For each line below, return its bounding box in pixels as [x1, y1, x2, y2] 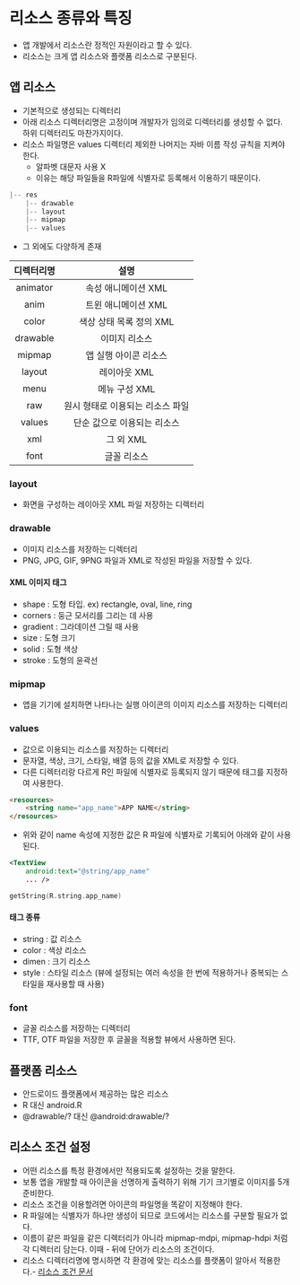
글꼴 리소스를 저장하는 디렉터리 [21, 1023, 131, 1034]
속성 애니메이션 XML [85, 282, 168, 294]
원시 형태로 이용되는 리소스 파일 [64, 400, 190, 413]
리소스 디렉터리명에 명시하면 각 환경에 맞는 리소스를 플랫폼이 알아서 [21, 1254, 257, 1265]
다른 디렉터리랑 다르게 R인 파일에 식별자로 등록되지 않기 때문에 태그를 [21, 766, 264, 777]
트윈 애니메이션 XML [85, 299, 168, 311]
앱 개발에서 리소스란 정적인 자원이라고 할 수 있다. [21, 39, 193, 50]
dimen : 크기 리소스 [21, 956, 91, 966]
